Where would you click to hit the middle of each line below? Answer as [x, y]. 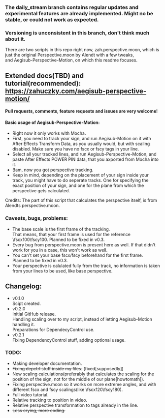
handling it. [24, 324]
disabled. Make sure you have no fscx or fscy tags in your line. [76, 149]
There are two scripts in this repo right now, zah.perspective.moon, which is [82, 50]
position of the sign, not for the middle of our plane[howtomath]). [78, 379]
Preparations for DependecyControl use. [53, 329]
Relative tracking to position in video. [50, 400]
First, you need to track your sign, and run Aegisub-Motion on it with [82, 139]
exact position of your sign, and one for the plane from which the [78, 185]
